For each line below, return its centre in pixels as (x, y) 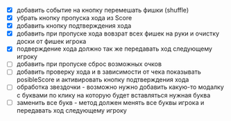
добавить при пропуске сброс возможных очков (89, 64)
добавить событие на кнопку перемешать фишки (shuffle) (103, 10)
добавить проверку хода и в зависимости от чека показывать (109, 72)
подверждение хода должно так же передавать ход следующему (114, 49)
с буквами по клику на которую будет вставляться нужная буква (113, 95)
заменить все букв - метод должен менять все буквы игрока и (110, 102)
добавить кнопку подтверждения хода (74, 26)
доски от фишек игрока (51, 42)
